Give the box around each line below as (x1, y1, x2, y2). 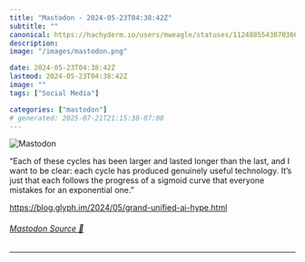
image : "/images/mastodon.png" (9, 47, 128, 56)
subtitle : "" (9, 22, 59, 31)
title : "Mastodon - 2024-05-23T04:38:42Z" (9, 13, 172, 23)
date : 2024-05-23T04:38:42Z (9, 63, 116, 73)
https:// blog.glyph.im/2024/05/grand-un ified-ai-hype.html (9, 202, 228, 213)
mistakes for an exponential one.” (9, 185, 134, 196)
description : (9, 38, 59, 48)
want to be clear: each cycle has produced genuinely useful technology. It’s (9, 165, 292, 177)
